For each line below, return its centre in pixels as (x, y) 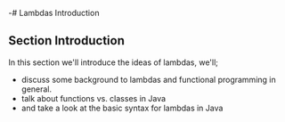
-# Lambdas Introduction (54, 13)
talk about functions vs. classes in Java (94, 98)
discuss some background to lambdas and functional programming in (149, 79)
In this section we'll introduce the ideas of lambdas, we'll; (114, 62)
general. (37, 89)
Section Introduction (67, 41)
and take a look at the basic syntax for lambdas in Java (122, 108)
